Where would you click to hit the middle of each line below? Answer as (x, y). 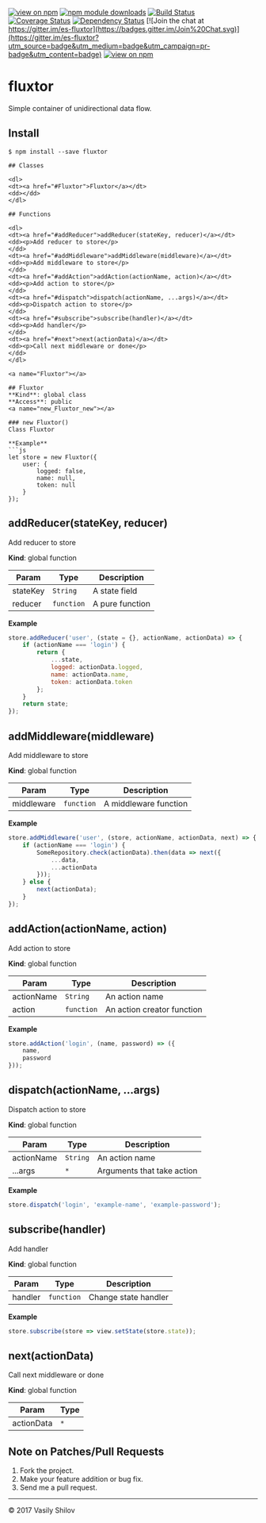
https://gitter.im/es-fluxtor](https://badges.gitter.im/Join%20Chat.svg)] (124, 29)
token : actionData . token (91, 682)
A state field (115, 590)
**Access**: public (40, 402)
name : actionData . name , (89, 675)
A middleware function (146, 804)
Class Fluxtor (32, 429)
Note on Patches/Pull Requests (86, 1451)
